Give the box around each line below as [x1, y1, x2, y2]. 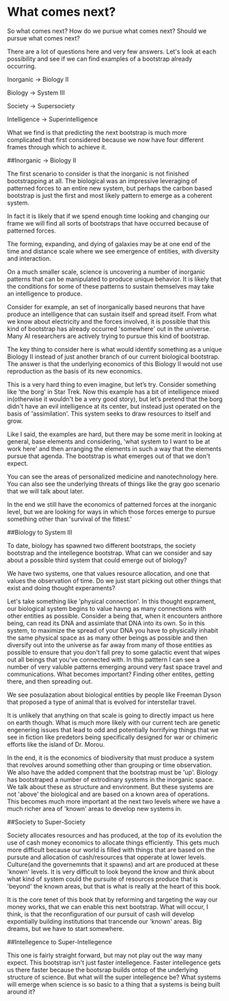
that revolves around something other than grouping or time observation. [7, 760, 213, 769]
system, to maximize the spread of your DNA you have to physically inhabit [7, 626, 219, 634]
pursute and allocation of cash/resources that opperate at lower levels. [7, 853, 206, 861]
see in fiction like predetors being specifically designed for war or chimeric [7, 733, 218, 741]
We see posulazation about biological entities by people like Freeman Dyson [7, 690, 221, 699]
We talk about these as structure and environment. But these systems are [7, 782, 214, 791]
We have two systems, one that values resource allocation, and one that [7, 569, 210, 577]
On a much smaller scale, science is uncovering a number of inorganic [7, 267, 206, 276]
